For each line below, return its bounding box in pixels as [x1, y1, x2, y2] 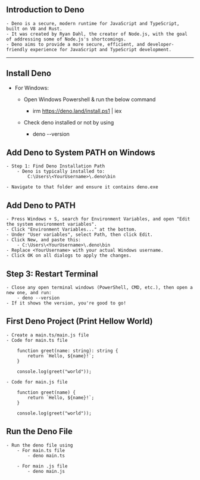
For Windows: [14, 84, 49, 91]
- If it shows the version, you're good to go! [6, 300, 127, 306]
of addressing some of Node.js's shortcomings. [6, 36, 127, 42]
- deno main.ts [27, 453, 65, 459]
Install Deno [6, 68, 52, 79]
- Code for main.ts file [6, 337, 68, 343]
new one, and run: [6, 290, 52, 296]
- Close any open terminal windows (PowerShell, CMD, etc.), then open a [6, 285, 193, 291]
